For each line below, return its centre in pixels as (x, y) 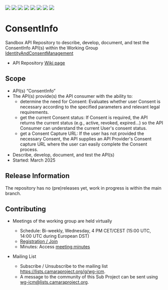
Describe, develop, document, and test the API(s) (63, 155)
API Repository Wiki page (39, 63)
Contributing (26, 209)
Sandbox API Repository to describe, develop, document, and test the (77, 42)
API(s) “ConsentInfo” (34, 91)
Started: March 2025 (34, 160)
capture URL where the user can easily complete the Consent (83, 144)
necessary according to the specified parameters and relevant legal (90, 107)
